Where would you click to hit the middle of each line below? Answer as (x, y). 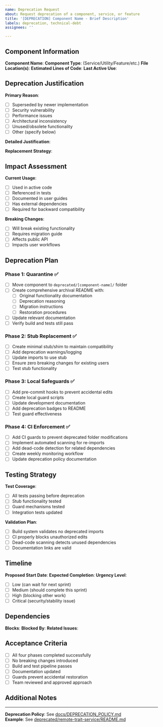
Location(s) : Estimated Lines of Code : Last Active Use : (61, 68)
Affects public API (30, 239)
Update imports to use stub (39, 357)
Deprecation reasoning (42, 301)
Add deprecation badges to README (49, 408)
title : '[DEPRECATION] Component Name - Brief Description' (67, 18)
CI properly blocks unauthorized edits (50, 537)
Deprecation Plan (32, 260)
